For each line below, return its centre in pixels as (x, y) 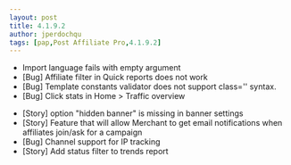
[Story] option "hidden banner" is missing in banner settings (133, 113)
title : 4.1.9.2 (37, 26)
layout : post (33, 17)
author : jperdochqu (46, 34)
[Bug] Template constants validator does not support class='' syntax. (149, 87)
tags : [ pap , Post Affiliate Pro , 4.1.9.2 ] (86, 42)
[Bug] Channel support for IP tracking (91, 142)
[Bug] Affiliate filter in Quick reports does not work (115, 78)
